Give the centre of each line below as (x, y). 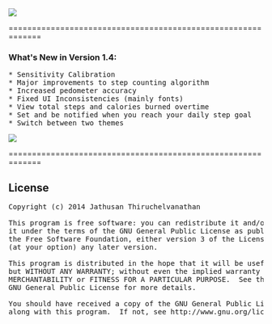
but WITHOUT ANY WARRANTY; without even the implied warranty (134, 271)
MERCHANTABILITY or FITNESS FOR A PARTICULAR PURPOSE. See (130, 280)
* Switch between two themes (66, 123)
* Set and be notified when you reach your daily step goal (130, 115)
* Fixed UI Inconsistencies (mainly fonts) (96, 99)
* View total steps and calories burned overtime (109, 107)
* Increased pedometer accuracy (72, 91)
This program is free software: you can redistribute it (124, 223)
